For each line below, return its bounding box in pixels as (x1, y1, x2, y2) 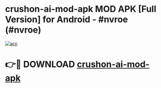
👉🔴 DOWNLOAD (5, 59, 75, 70)
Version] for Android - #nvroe (5, 14, 129, 25)
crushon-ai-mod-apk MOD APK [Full (5, 3, 157, 15)
